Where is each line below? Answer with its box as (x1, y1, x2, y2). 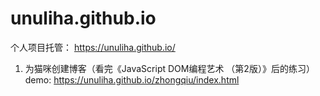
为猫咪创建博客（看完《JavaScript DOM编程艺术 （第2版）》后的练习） (24, 62, 315, 74)
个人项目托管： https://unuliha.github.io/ (10, 41, 176, 53)
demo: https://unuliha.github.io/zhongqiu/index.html (24, 73, 240, 86)
